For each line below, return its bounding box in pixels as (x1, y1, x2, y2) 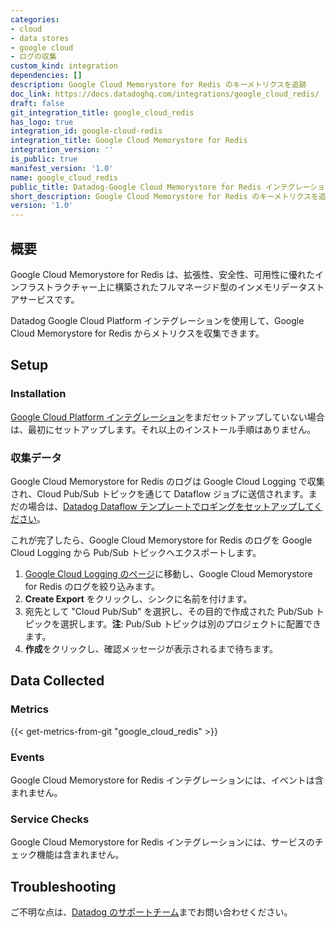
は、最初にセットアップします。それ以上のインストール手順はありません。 (10, 423, 316, 435)
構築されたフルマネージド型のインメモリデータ (114, 281, 308, 293)
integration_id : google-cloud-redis (10, 126, 163, 136)
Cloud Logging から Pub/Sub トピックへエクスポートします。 (10, 546, 262, 558)
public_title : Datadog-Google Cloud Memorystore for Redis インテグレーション (10, 182, 333, 192)
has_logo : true (10, 117, 74, 127)
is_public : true (10, 154, 78, 164)
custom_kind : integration (10, 61, 118, 71)
